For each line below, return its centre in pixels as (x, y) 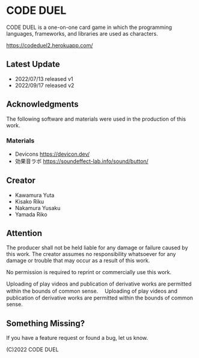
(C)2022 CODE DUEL (32, 350)
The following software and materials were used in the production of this (96, 119)
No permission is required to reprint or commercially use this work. (89, 272)
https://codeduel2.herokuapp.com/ (50, 45)
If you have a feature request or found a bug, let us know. (77, 338)
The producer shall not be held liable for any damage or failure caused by (97, 248)
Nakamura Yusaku (38, 208)
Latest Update (33, 64)
